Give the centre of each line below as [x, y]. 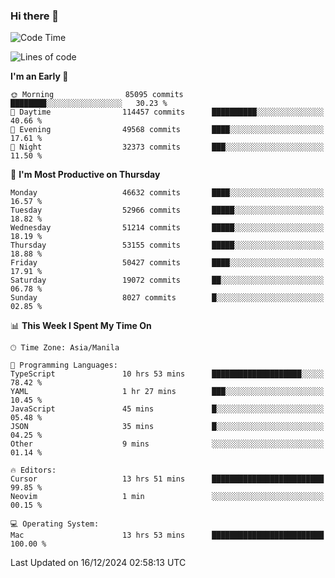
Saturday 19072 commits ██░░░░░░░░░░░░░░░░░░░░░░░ [167, 280]
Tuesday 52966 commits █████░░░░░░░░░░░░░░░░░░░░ [167, 210]
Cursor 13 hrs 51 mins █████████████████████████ [167, 479]
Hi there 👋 [35, 16]
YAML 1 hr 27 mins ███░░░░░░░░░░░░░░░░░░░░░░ [167, 392]
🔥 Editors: [33, 470]
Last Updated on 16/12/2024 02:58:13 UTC [98, 563]
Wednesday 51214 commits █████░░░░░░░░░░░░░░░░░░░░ [167, 228]
